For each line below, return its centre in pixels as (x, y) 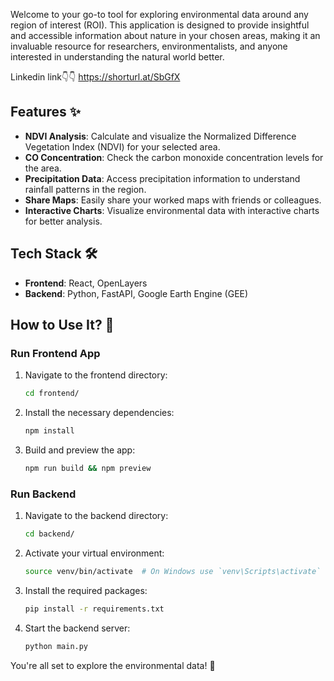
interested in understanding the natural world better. (117, 57)
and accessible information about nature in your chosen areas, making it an (165, 35)
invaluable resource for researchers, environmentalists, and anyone (149, 46)
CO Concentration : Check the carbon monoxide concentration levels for (174, 157)
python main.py (56, 646)
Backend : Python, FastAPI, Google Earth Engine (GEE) (136, 293)
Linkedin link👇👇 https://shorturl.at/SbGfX (95, 77)
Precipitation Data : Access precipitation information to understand (162, 178)
